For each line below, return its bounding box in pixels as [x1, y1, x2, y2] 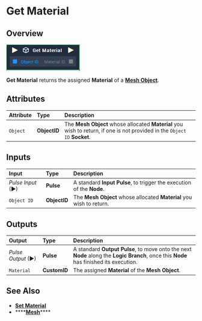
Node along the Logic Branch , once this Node [73, 252, 188, 259]
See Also [6, 286, 40, 296]
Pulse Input [8, 179, 37, 186]
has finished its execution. [73, 258, 138, 266]
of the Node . [73, 185, 105, 192]
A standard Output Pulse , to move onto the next [73, 245, 192, 252]
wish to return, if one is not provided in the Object [64, 126, 186, 134]
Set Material [14, 302, 46, 309]
